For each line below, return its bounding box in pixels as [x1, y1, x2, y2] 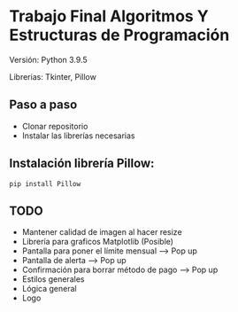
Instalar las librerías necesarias [21, 130, 135, 141]
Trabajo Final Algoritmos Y [9, 6, 210, 27]
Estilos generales [21, 274, 85, 285]
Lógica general [21, 284, 77, 294]
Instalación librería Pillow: [9, 156, 155, 171]
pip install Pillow [9, 179, 81, 188]
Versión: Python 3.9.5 [9, 54, 88, 65]
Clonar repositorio [21, 121, 88, 131]
